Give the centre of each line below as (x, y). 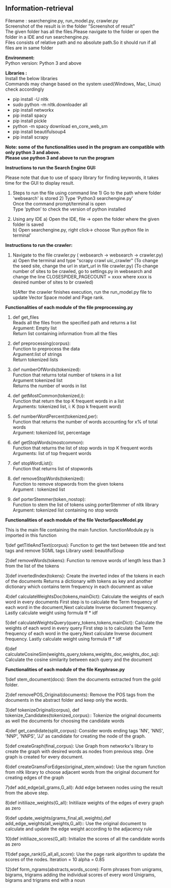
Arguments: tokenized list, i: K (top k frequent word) (67, 406)
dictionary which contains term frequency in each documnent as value (79, 587)
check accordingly (25, 89)
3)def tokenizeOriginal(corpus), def (42, 710)
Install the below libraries (32, 78)
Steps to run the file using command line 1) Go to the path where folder (87, 193)
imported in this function (31, 535)
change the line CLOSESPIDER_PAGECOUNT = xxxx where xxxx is (82, 276)
